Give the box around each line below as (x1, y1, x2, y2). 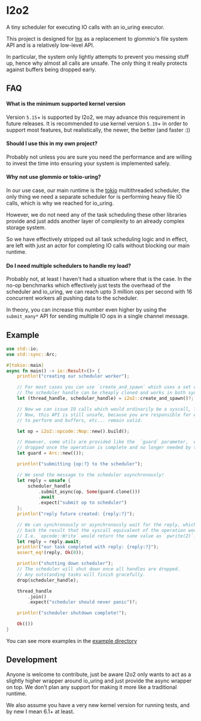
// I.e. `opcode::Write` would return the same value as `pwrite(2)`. (17, 532, 197, 539)
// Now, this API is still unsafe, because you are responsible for (17, 412, 191, 418)
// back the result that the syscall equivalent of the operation (17, 527, 186, 533)
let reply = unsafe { (17, 477, 71, 483)
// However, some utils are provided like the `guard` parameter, (17, 439, 188, 445)
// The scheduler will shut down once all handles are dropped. (17, 566, 181, 572)
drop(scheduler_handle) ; (17, 577, 79, 583)
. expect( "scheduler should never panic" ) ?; (28, 599, 138, 605)
